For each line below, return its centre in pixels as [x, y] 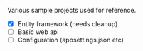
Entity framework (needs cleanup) [68, 24]
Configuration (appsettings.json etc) [71, 40]
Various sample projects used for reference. [72, 10]
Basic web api [38, 32]
